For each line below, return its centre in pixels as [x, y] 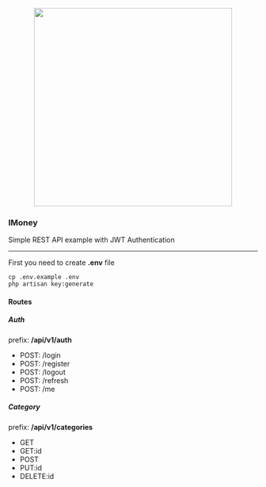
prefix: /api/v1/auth [40, 339]
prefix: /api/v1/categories [51, 427]
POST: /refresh [44, 380]
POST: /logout [42, 372]
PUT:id [30, 467]
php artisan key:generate [51, 284]
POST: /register [45, 363]
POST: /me [37, 389]
